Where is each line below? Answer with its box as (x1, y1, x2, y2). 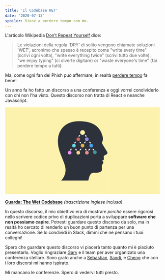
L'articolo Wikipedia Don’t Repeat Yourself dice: (5, 32, 102, 38)
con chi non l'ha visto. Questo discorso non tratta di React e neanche (5, 93, 145, 98)
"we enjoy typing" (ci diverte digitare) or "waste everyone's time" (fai (17, 58, 157, 63)
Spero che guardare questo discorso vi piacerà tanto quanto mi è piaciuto (5, 244, 154, 250)
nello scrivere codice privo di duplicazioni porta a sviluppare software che (5, 214, 156, 220)
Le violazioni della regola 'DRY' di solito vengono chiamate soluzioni (17, 42, 155, 48)
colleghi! (5, 235, 23, 241)
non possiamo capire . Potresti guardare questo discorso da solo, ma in (5, 219, 150, 225)
